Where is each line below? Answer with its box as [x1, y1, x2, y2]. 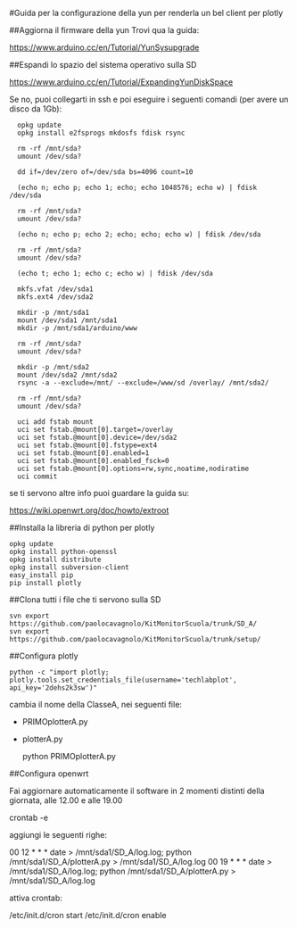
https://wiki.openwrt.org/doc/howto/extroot [9, 505, 169, 516]
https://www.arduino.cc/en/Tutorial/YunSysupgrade [9, 42, 200, 53]
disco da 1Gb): [9, 104, 62, 114]
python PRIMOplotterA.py [21, 751, 116, 761]
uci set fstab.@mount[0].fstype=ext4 [17, 441, 158, 450]
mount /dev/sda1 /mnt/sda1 [17, 316, 118, 325]
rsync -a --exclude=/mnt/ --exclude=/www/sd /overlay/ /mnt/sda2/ [17, 378, 269, 387]
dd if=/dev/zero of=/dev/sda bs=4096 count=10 [17, 168, 194, 177]
